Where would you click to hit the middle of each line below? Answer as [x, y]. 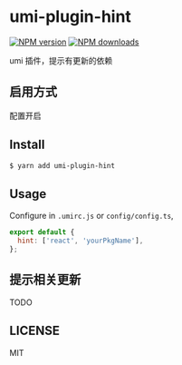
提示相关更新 [45, 280]
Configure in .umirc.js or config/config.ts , [91, 216]
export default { [42, 232]
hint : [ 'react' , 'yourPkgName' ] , [81, 241]
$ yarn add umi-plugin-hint [62, 165]
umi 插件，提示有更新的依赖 [61, 60]
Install [27, 145]
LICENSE [35, 331]
